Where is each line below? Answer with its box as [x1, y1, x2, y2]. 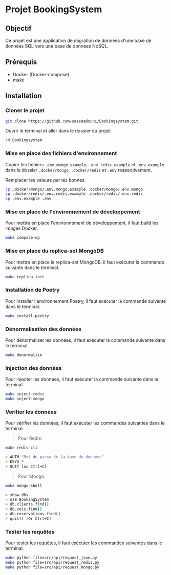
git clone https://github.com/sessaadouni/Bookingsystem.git [5, 119, 139, 124]
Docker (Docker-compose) [12, 71, 70, 77]
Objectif [5, 24, 32, 33]
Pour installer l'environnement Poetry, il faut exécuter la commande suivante [5, 298, 166, 304]
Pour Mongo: [17, 473, 46, 479]
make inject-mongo [5, 396, 45, 402]
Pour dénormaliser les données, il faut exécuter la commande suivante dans [5, 337, 165, 343]
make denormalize [5, 352, 42, 358]
